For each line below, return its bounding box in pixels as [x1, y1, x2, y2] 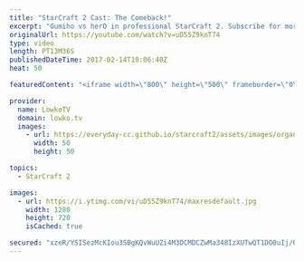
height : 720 [25, 214, 71, 223]
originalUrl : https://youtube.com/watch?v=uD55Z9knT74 [9, 30, 221, 39]
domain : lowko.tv [17, 113, 83, 122]
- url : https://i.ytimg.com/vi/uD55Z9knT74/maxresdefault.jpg [17, 197, 257, 206]
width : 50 [33, 139, 71, 148]
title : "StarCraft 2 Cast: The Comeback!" [9, 13, 172, 23]
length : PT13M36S [9, 47, 75, 56]
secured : [9, 238, 43, 247]
